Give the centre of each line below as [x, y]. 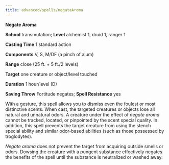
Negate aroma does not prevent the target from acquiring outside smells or [84, 146]
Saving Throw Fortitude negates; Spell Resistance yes [63, 94]
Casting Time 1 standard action [38, 44]
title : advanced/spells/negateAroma [44, 10]
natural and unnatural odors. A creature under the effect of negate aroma [82, 114]
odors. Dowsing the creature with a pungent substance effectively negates [84, 152]
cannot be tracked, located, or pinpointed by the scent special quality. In [81, 120]
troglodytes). [19, 136]
